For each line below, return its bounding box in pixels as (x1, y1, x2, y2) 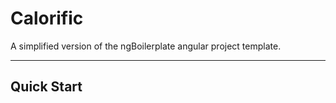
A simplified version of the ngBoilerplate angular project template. (10, 40, 282, 52)
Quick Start (10, 78, 83, 96)
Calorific (10, 7, 84, 30)
